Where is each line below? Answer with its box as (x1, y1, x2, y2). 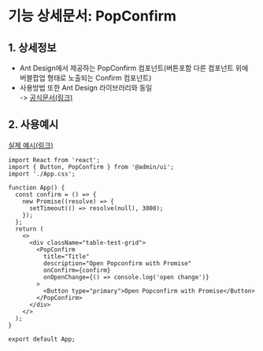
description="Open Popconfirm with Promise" (43, 259, 192, 268)
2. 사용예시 (8, 118, 59, 131)
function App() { (8, 183, 65, 191)
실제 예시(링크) (8, 140, 54, 150)
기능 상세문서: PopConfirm (8, 7, 177, 25)
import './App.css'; (8, 170, 76, 178)
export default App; (8, 335, 76, 343)
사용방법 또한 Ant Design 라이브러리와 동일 (19, 83, 153, 92)
